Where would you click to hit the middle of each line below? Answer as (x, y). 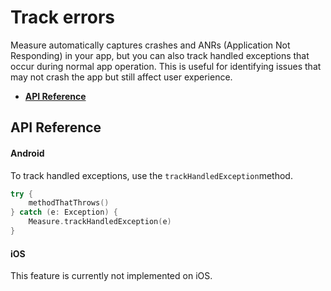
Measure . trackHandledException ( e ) (100, 222)
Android (27, 153)
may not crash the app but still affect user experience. (121, 77)
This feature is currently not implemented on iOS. (111, 276)
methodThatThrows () (69, 203)
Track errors (62, 17)
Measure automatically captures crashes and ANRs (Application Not (150, 45)
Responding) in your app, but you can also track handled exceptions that (160, 55)
